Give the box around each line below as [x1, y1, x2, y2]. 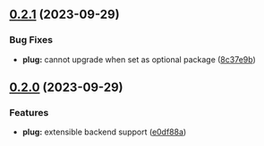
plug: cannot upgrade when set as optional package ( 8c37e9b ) [21, 53, 257, 65]
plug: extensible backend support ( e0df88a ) [21, 126, 187, 137]
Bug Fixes [9, 34, 54, 46]
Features [9, 107, 49, 118]
